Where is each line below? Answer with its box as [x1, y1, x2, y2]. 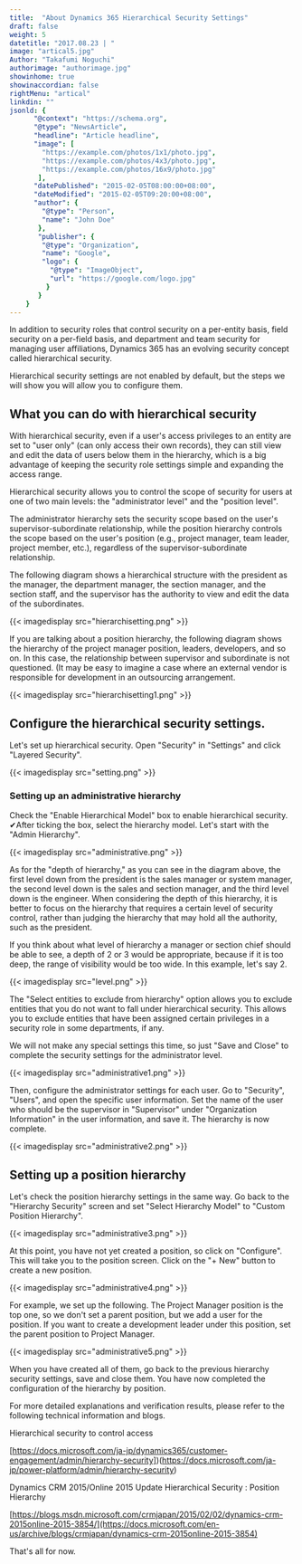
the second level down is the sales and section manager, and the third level [9, 883, 289, 894]
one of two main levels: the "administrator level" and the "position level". [9, 496, 278, 507]
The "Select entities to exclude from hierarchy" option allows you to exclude [9, 994, 293, 1005]
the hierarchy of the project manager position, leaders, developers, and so [9, 644, 287, 654]
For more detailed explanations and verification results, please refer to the [9, 1400, 285, 1412]
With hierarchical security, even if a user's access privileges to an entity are [9, 431, 292, 442]
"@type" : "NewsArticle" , [33, 123, 127, 132]
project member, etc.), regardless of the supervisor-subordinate [9, 542, 248, 553]
